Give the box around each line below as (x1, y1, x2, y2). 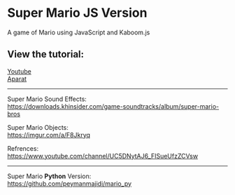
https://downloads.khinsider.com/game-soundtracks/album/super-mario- (7, 102, 219, 110)
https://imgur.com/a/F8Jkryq (7, 130, 91, 139)
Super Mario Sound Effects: (7, 95, 87, 103)
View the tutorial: (7, 48, 85, 60)
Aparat (7, 74, 27, 83)
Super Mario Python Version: (7, 172, 92, 180)
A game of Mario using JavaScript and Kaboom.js (7, 28, 150, 36)
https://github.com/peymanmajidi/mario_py (7, 179, 131, 187)
